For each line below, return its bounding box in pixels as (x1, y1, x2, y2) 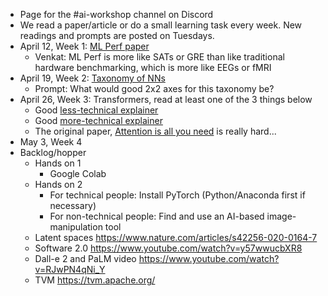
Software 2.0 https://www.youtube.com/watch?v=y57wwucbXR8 (34, 242, 303, 254)
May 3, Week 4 (19, 136, 83, 148)
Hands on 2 (34, 179, 83, 190)
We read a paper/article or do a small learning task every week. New (19, 19, 303, 31)
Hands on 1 (34, 157, 82, 169)
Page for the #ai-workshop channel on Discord (19, 9, 214, 20)
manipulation (49, 221, 103, 233)
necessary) (49, 200, 97, 211)
